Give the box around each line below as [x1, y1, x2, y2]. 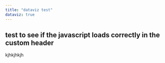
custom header [5, 38, 54, 47]
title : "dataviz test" [5, 7, 53, 13]
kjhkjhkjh [5, 52, 24, 58]
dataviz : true [5, 12, 35, 17]
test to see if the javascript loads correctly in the [5, 31, 160, 39]
